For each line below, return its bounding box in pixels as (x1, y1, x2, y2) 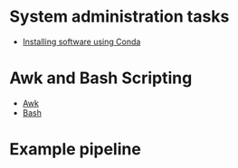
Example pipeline (9, 139, 142, 160)
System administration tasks (9, 6, 230, 27)
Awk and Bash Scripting (9, 68, 193, 89)
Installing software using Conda (22, 36, 141, 47)
